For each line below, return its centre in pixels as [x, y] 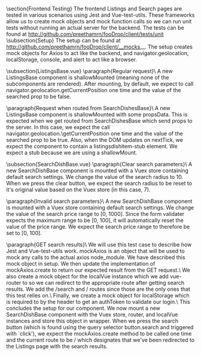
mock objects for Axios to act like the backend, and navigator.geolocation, [98, 53]
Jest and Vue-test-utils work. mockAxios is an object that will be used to [95, 251]
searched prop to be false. [39, 96]
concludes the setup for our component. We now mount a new [83, 308]
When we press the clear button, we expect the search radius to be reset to [99, 183]
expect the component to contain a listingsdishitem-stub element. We [92, 146]
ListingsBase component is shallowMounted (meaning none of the [88, 77]
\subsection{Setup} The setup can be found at [63, 40]
